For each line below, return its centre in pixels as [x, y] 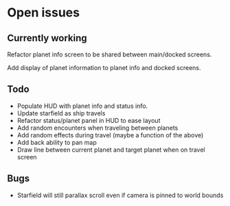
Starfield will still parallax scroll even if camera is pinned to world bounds [120, 195]
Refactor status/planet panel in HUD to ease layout [89, 120]
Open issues [44, 13]
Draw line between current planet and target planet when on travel [111, 150]
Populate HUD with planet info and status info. [82, 106]
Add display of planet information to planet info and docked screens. [104, 68]
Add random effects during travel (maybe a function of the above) [110, 135]
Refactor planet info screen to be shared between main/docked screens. [110, 54]
